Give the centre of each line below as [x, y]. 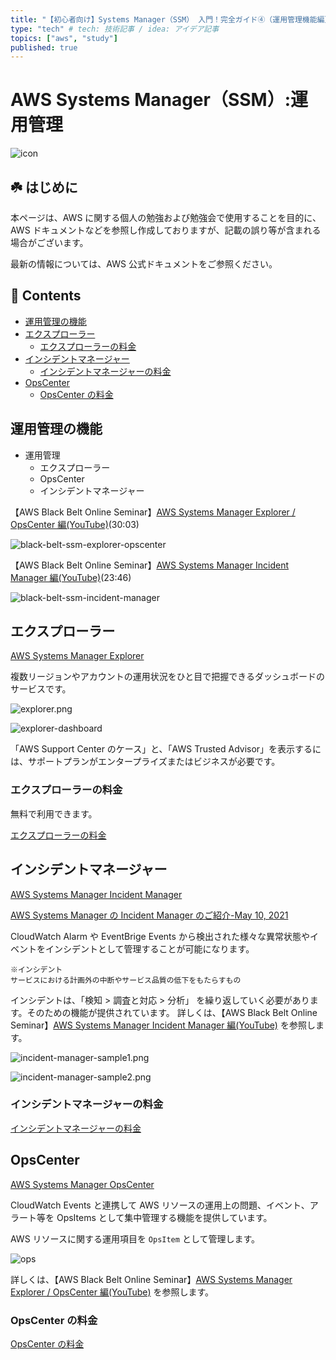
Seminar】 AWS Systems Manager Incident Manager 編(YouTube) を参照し [163, 1025]
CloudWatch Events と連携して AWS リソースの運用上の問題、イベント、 [160, 1205]
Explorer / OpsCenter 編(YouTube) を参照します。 [112, 1292]
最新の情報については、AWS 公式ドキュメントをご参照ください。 [144, 264]
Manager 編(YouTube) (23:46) [71, 577]
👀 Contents [46, 296]
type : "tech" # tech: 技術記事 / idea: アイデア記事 [115, 29]
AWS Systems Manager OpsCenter [82, 1184]
